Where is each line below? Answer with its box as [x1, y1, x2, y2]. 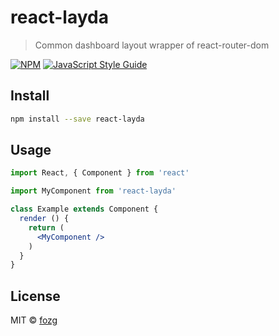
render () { [19, 214, 70, 224]
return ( [28, 222, 65, 233]
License [10, 287, 61, 305]
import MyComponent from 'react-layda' [10, 186, 177, 196]
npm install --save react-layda [10, 114, 145, 124]
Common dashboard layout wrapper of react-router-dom [34, 39, 270, 51]
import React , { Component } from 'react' [10, 168, 190, 178]
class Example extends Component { [10, 204, 159, 215]
